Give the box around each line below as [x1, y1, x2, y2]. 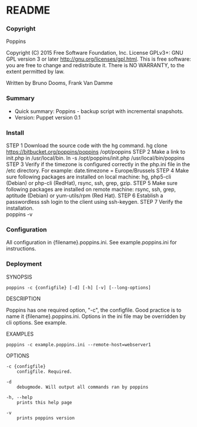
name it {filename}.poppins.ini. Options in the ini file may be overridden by [6, 313, 186, 320]
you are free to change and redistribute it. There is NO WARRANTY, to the [6, 62, 185, 69]
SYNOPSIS [6, 273, 32, 280]
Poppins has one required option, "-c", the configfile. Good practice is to [6, 306, 182, 313]
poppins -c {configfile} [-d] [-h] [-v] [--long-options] [6, 284, 151, 290]
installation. [6, 204, 34, 212]
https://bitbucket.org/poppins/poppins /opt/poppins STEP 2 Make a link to [6, 148, 186, 155]
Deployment [6, 260, 42, 268]
